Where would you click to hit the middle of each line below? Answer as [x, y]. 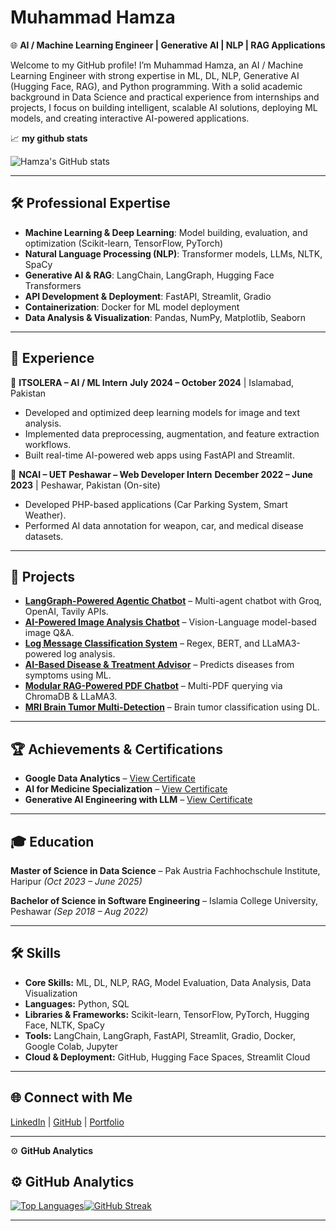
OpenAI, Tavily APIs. [66, 612]
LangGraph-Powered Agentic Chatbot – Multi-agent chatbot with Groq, [173, 601]
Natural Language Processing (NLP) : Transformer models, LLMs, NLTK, [173, 253]
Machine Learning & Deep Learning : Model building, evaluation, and [166, 232]
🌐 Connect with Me [71, 1097]
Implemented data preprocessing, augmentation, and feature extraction [172, 433]
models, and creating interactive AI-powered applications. [130, 118]
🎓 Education [52, 841]
